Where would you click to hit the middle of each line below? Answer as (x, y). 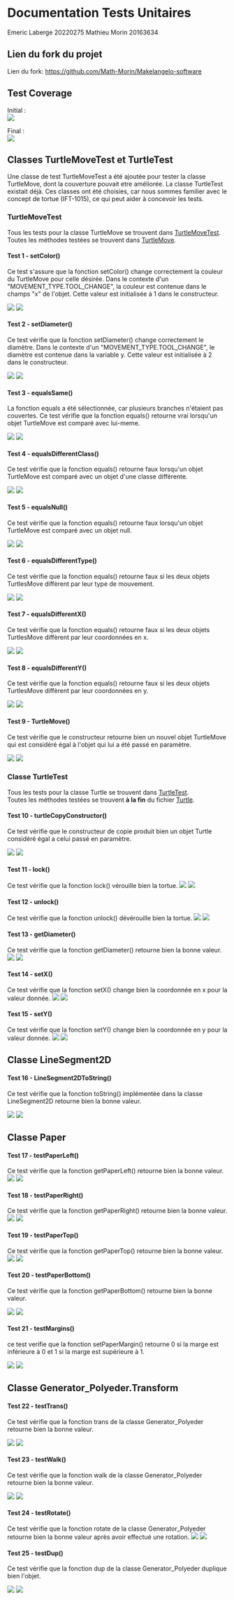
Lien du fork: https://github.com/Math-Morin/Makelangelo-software (105, 71)
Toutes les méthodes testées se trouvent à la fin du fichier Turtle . (101, 800)
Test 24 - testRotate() (39, 1513)
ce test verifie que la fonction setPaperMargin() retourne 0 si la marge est (113, 1344)
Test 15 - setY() (30, 1014)
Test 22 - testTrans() (38, 1406)
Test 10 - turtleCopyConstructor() (57, 816)
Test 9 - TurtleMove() (39, 721)
